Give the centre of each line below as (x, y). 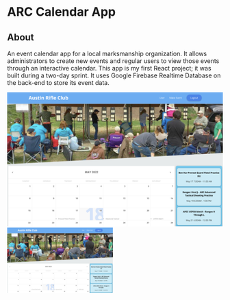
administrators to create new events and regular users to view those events (113, 61)
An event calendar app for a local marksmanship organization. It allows (107, 53)
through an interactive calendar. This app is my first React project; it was (109, 68)
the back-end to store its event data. (58, 83)
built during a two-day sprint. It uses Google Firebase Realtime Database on (114, 75)
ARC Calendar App (62, 12)
